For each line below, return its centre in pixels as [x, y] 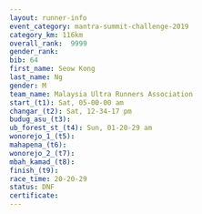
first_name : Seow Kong [52, 69]
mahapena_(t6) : [38, 145]
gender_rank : [34, 52]
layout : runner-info [49, 18]
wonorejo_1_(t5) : [42, 137]
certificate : [34, 196]
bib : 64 [24, 60]
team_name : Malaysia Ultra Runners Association [101, 94]
